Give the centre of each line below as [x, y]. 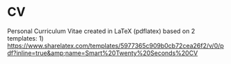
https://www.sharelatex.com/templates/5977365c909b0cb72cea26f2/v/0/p [115, 45]
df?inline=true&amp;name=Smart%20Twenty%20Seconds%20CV [103, 53]
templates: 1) [25, 38]
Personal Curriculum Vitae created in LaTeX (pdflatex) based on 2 [101, 31]
